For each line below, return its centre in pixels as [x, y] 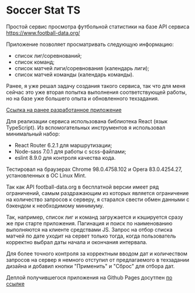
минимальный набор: [33, 134]
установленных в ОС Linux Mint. [46, 175]
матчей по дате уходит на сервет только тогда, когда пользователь [91, 236]
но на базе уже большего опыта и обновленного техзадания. [83, 98]
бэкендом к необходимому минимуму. [55, 205]
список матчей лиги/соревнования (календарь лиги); [82, 68]
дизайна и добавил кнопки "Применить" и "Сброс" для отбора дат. [90, 266]
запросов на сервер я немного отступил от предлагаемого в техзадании [98, 259]
